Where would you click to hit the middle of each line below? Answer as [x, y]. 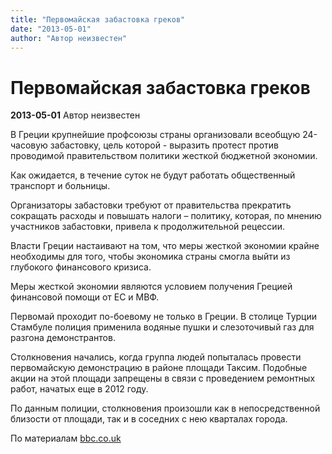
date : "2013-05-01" [51, 29]
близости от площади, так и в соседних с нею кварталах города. [149, 419]
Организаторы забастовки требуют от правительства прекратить [151, 205]
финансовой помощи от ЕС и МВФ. [85, 297]
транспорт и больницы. [60, 186]
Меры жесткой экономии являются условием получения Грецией [151, 287]
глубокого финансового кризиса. [81, 267]
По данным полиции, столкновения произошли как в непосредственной [165, 408]
